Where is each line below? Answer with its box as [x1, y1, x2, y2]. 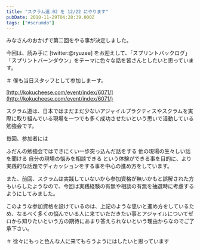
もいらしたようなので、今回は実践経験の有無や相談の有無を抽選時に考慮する [6, 183, 195, 190]
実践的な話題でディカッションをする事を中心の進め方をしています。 [6, 162, 173, 170]
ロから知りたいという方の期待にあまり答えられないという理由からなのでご [6, 218, 189, 225]
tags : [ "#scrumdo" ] [6, 20, 55, 26]
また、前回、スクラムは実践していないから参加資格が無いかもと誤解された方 [6, 175, 194, 182]
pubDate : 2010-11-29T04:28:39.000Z [6, 14, 95, 20]
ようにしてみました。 [6, 190, 59, 197]
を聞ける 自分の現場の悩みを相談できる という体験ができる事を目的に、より [6, 155, 192, 162]
